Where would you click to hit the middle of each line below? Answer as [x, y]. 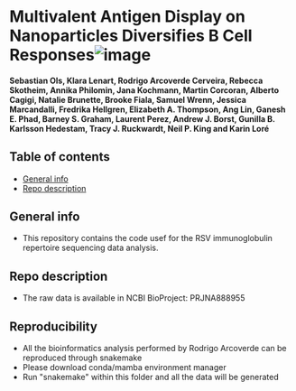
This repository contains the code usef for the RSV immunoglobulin [148, 238]
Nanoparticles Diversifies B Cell [131, 36]
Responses [52, 55]
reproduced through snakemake [82, 358]
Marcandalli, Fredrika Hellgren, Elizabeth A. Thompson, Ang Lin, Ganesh [148, 109]
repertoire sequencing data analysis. [91, 248]
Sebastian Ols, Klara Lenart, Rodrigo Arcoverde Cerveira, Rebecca [136, 80]
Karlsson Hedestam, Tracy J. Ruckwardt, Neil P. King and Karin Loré [139, 128]
